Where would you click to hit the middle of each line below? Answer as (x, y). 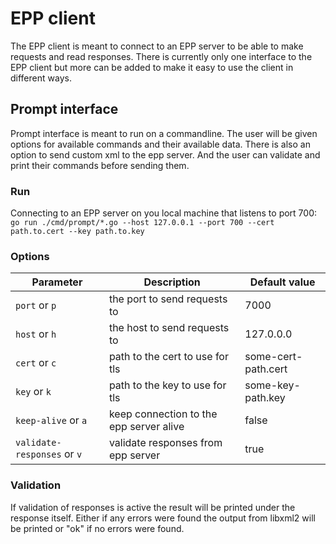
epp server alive (146, 427)
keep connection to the (163, 414)
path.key (265, 398)
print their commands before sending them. (100, 165)
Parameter (57, 282)
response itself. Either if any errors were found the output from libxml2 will (163, 518)
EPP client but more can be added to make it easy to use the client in (152, 67)
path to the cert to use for (168, 357)
